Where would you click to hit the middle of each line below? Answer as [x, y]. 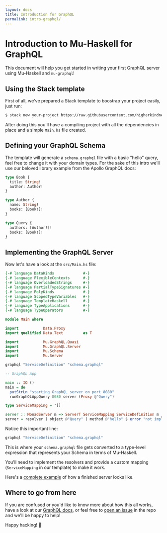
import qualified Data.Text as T [49, 333]
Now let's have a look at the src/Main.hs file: [51, 265]
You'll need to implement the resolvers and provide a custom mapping [77, 462]
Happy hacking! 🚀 [23, 525]
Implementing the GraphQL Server [59, 252]
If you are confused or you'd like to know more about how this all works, [79, 505]
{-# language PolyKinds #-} [48, 292]
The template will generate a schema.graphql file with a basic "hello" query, [82, 158]
